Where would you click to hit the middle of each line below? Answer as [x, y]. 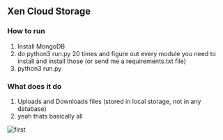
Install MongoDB [41, 46]
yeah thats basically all [50, 116]
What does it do [34, 86]
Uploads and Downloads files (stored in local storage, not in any [109, 101]
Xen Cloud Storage [49, 11]
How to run [26, 31]
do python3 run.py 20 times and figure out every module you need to [116, 53]
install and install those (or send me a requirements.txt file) [102, 61]
